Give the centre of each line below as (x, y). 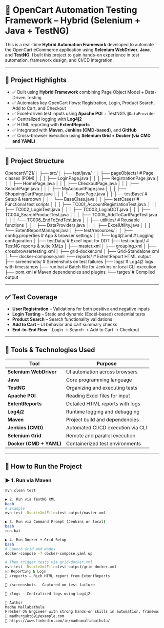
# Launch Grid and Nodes (30, 549)
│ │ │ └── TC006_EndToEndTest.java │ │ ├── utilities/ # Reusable (72, 220)
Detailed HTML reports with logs (103, 404)
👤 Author (14, 602)
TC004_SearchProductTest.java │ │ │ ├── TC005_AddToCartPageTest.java (81, 214)
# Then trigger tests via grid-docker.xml (49, 562)
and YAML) (24, 141)
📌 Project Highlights (36, 80)
